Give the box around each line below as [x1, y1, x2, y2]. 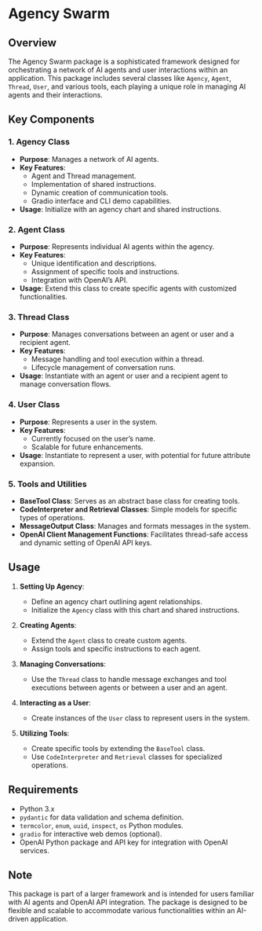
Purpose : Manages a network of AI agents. [19, 154, 159, 163]
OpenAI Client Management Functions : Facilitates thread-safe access [19, 530, 249, 539]
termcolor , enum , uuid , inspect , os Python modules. [19, 820, 184, 830]
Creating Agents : [19, 620, 77, 629]
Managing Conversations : [19, 659, 107, 669]
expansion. [19, 459, 56, 468]
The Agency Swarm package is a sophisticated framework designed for [8, 57, 241, 66]
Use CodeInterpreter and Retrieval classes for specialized [31, 752, 223, 761]
